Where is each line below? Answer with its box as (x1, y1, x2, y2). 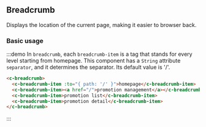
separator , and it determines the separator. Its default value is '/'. (6, 64, 170, 71)
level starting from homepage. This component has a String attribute (6, 57, 181, 64)
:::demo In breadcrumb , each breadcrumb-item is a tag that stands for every (6, 50, 193, 58)
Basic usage (6, 36, 44, 45)
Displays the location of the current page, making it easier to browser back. (6, 21, 197, 28)
